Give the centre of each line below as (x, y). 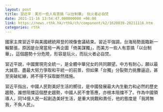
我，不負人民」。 (21, 105)
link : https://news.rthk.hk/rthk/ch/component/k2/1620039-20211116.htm (79, 23)
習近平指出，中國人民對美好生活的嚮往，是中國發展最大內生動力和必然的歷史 (81, 86)
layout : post (18, 9)
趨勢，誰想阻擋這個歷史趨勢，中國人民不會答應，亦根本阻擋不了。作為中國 (79, 93)
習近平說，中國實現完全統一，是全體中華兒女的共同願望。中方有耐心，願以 (79, 64)
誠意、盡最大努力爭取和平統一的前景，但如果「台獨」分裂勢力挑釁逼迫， (81, 70)
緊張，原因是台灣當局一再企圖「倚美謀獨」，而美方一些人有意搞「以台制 (80, 48)
